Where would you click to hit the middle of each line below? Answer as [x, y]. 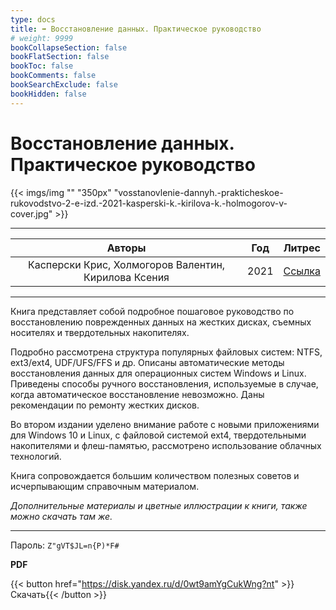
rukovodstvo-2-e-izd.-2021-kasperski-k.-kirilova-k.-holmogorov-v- [149, 203]
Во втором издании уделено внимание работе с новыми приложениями [165, 424]
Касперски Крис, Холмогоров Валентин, [126, 264]
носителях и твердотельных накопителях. [100, 332]
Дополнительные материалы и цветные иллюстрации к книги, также [159, 505]
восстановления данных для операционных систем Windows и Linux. [158, 373]
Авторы [126, 248]
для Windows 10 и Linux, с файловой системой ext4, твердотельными [158, 435]
